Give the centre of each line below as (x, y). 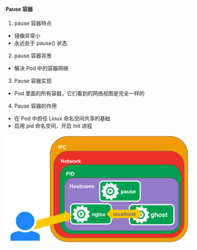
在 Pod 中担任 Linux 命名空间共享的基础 (62, 119)
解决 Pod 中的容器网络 (41, 69)
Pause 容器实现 (33, 81)
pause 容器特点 (33, 23)
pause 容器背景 (33, 56)
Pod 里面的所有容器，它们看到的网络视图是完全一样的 (79, 93)
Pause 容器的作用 (35, 106)
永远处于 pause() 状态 (41, 43)
